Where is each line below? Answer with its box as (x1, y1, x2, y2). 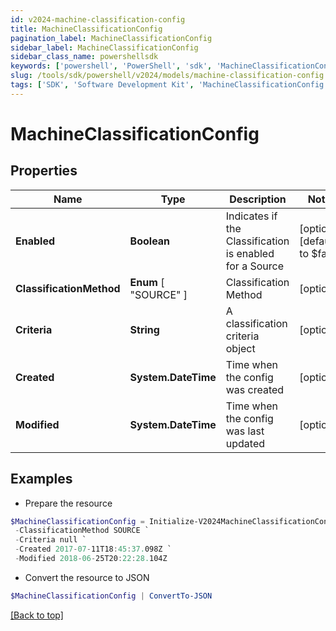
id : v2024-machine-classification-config (10, 14, 186, 25)
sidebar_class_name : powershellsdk (10, 52, 159, 62)
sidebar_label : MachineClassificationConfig (10, 42, 199, 53)
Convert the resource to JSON (24, 571, 150, 583)
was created (225, 382, 285, 396)
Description (229, 192, 287, 206)
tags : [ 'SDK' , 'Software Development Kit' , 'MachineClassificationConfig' (10, 80, 329, 90)
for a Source (225, 259, 284, 273)
